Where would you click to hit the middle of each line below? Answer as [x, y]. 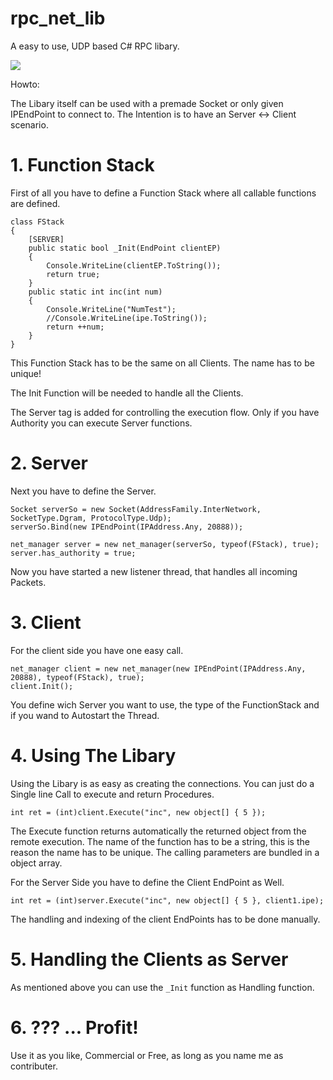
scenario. [29, 124]
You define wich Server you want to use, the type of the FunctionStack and [165, 704]
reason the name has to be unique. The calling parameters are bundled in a [165, 852]
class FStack [37, 222]
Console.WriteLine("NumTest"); [111, 309]
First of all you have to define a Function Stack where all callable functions [163, 193]
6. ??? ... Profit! [74, 1027]
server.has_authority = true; [73, 553]
